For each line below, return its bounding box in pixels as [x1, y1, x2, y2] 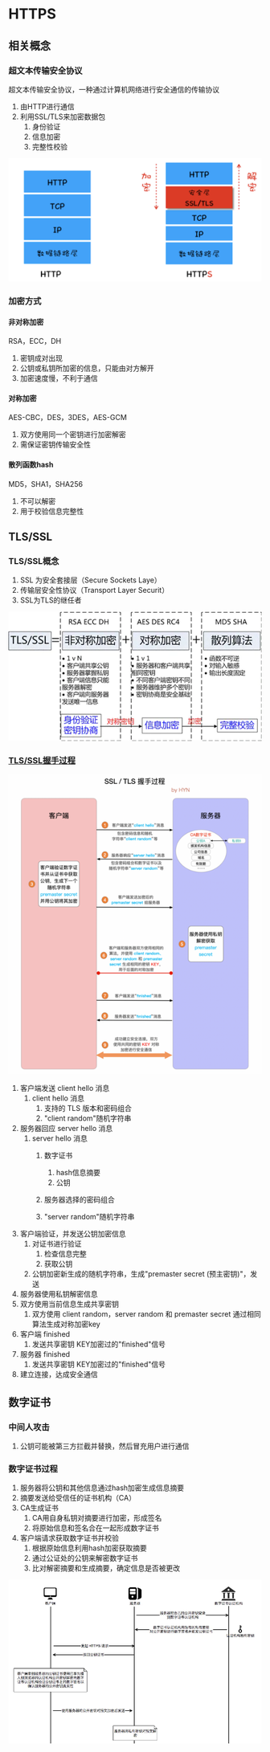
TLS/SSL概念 [8, 555, 59, 566]
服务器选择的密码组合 [43, 1195, 115, 1205]
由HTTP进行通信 [19, 101, 75, 111]
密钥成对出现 [19, 353, 63, 363]
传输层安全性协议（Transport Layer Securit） [19, 586, 170, 595]
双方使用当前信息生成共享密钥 [19, 1299, 119, 1309]
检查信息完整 [43, 1249, 87, 1259]
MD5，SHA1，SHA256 [8, 479, 83, 488]
